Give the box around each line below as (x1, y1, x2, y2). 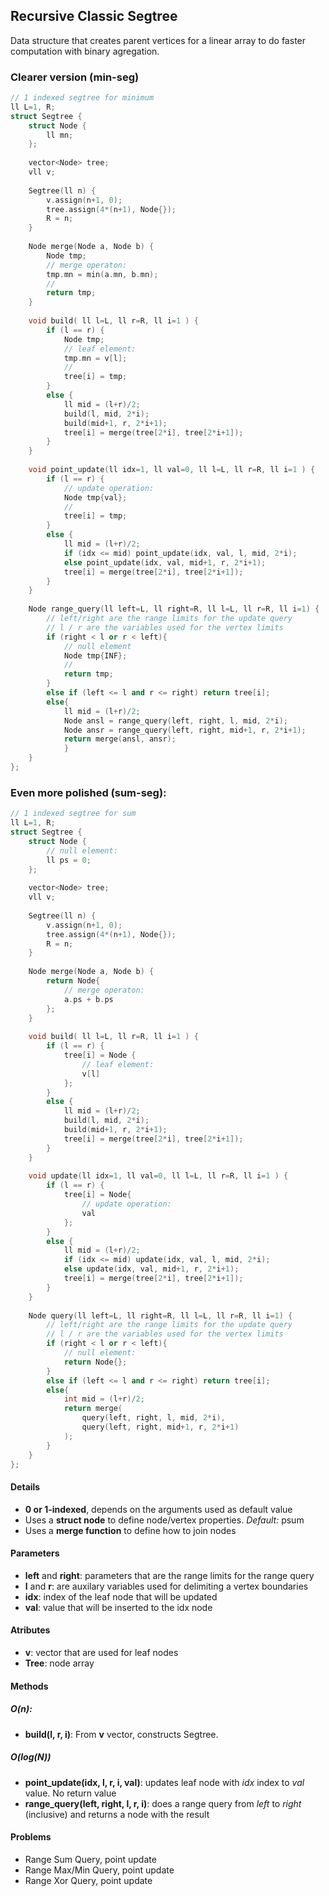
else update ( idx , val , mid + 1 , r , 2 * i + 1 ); (63, 1264, 240, 1274)
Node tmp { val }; (63, 492, 128, 503)
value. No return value (24, 1787, 117, 1799)
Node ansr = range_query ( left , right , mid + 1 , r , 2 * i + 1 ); (63, 725, 307, 735)
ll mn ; (46, 130, 74, 140)
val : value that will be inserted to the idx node (24, 1601, 213, 1613)
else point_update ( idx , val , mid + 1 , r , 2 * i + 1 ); (63, 557, 267, 568)
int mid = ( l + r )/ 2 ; (63, 1394, 145, 1404)
